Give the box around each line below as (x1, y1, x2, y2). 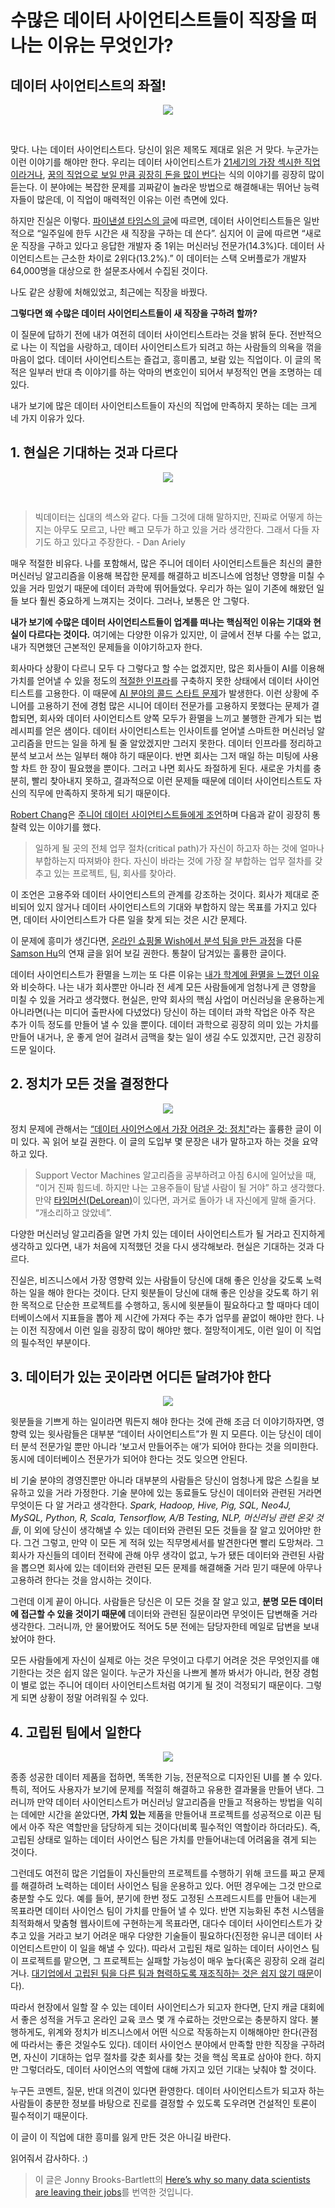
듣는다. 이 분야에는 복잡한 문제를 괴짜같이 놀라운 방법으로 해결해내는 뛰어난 (10, 181, 302, 193)
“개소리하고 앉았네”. (34, 1206, 112, 1218)
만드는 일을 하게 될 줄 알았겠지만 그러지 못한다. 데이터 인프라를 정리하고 (44, 737, 323, 749)
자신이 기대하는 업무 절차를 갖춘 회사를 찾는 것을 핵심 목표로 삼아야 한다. (23, 2051, 303, 2063)
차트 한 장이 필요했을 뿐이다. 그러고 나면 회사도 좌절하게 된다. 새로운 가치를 (20, 762, 312, 774)
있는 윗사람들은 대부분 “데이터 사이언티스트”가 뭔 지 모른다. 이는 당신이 (28, 1428, 303, 1440)
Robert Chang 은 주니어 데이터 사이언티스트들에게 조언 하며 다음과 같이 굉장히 (10, 808, 311, 820)
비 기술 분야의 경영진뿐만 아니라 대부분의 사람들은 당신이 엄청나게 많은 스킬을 (10, 1474, 310, 1486)
